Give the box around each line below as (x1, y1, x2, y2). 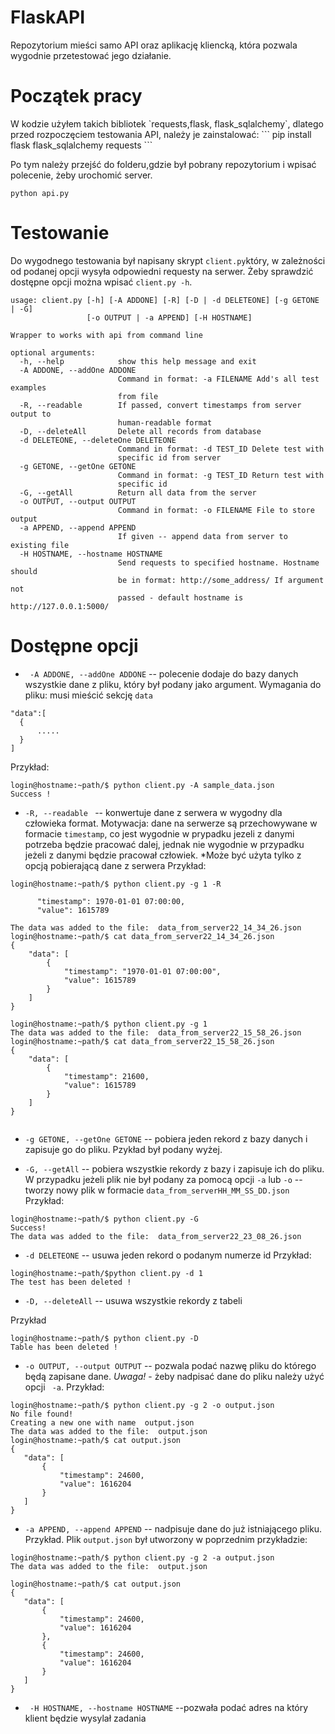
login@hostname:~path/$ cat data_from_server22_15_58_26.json (10, 1036, 275, 1046)
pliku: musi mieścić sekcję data (24, 689, 153, 701)
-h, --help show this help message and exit (19, 356, 257, 366)
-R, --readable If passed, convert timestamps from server (19, 400, 302, 410)
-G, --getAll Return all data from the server (19, 487, 257, 498)
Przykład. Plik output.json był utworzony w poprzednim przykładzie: (24, 1533, 308, 1545)
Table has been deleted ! (10, 1342, 118, 1352)
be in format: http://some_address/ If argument (117, 575, 325, 585)
